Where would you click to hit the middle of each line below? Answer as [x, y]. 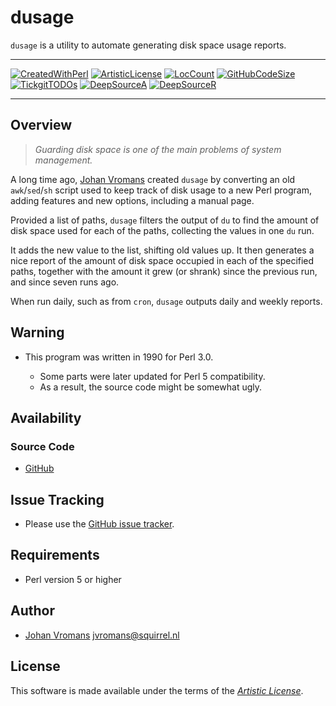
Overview [41, 125]
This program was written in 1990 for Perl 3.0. [119, 357]
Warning [37, 332]
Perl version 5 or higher [73, 579]
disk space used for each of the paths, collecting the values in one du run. [162, 230]
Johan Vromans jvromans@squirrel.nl [102, 635]
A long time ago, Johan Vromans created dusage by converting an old [153, 179]
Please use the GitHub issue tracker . [99, 524]
